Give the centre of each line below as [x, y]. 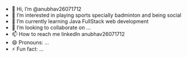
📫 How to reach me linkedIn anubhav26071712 [68, 34]
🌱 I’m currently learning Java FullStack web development [80, 21]
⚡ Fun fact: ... [27, 49]
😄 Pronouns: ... [30, 42]
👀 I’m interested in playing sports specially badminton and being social [96, 15]
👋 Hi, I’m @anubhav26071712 [46, 9]
